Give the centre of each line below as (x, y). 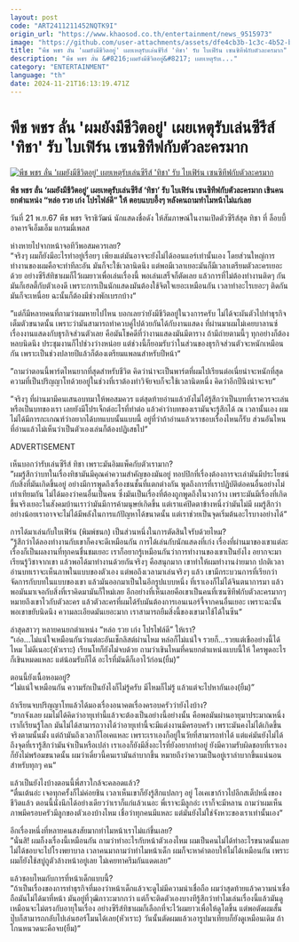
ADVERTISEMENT (43, 446)
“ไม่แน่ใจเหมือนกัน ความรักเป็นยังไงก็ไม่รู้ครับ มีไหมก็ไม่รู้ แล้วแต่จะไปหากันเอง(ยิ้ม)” (133, 687)
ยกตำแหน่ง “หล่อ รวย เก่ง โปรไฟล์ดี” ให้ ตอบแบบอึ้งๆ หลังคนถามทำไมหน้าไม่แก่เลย (131, 200)
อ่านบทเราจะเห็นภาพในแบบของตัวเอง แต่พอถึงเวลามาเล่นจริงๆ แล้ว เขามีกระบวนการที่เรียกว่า (144, 571)
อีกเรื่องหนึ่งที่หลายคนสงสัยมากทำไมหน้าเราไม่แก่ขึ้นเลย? (91, 830)
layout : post (34, 17)
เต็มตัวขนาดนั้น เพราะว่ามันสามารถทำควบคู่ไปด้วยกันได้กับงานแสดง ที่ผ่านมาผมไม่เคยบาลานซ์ (144, 323)
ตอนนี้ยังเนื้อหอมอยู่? (40, 677)
